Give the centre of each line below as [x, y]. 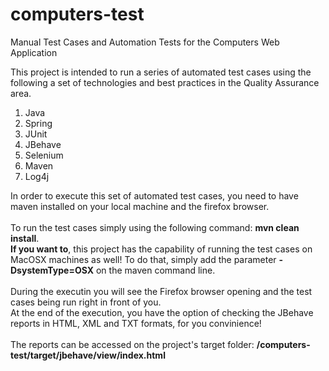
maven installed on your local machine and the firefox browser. [140, 206]
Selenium [44, 155]
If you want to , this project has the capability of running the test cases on [161, 249]
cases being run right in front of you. [86, 302]
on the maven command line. [155, 270]
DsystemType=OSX [52, 270]
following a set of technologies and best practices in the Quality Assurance [165, 82]
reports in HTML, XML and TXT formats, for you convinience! [136, 323]
